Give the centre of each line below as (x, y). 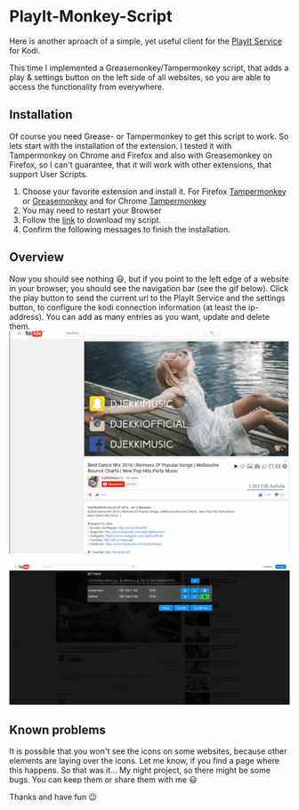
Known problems (58, 729)
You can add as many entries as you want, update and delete (158, 316)
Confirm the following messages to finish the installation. (126, 229)
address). (27, 316)
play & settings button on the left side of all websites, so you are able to (140, 77)
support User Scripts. (48, 174)
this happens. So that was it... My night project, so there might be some (140, 770)
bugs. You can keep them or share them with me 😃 (103, 779)
